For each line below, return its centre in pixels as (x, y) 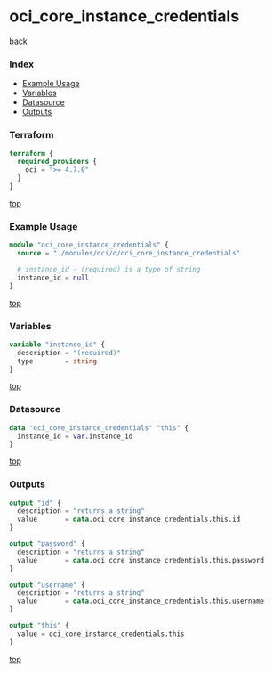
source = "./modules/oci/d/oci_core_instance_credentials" (129, 254)
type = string (57, 361)
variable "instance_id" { (57, 345)
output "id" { (36, 503)
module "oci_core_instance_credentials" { (89, 245)
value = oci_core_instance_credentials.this (101, 634)
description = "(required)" (69, 353)
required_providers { (57, 162)
